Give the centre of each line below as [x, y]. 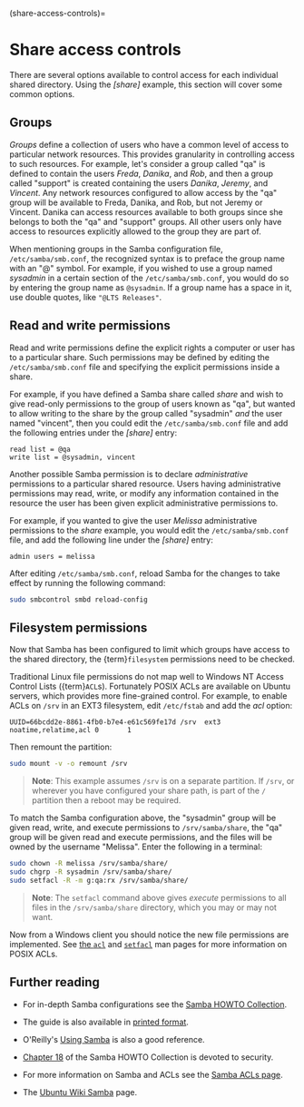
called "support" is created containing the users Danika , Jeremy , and [139, 183]
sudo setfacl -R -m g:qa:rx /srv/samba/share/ [99, 880]
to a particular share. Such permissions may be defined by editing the [140, 357]
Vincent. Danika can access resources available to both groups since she [146, 211]
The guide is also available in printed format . [105, 1022]
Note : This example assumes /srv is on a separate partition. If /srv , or [163, 781]
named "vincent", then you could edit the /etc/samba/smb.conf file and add [149, 423]
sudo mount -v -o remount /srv [69, 764]
